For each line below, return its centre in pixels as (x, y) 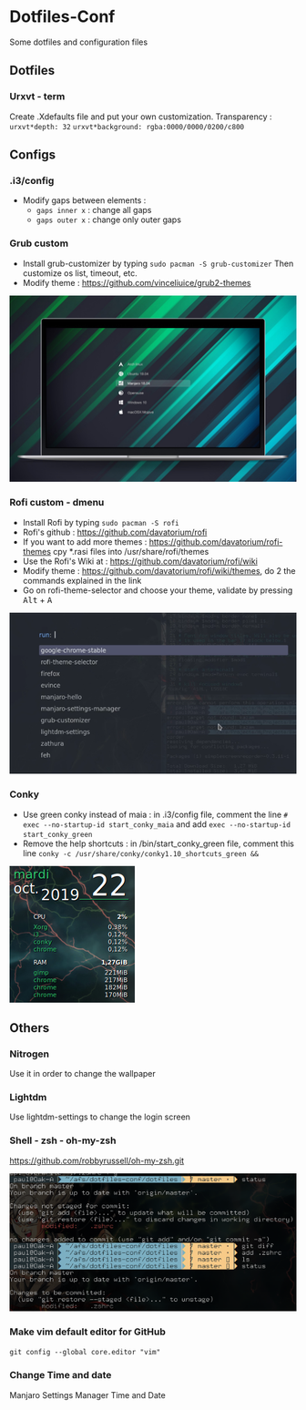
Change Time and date (61, 1375)
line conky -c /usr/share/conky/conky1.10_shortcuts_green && (141, 853)
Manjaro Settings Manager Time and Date (87, 1395)
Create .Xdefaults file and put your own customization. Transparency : (141, 117)
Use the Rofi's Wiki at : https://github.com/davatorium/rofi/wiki (140, 561)
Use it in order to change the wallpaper (83, 1074)
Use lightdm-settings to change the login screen (100, 1117)
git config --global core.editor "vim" (85, 1353)
